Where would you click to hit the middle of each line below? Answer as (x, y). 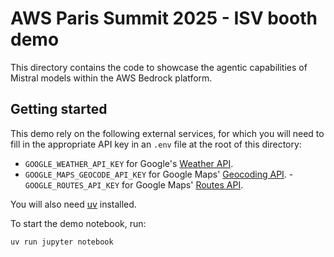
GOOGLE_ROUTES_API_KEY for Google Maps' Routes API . (134, 184)
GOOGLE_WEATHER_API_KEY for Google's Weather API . (129, 163)
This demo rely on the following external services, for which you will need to (167, 133)
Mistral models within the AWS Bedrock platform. (111, 78)
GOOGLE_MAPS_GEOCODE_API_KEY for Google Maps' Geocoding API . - (159, 174)
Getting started (59, 109)
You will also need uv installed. (73, 204)
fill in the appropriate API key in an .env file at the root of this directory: (156, 144)
